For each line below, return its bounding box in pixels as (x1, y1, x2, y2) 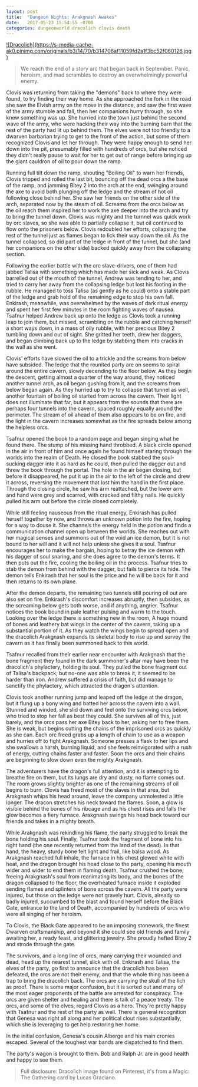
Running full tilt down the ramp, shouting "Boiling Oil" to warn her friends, (6, 169, 184, 177)
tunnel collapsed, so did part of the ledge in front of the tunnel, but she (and (6, 238, 190, 245)
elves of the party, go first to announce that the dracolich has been (6, 964, 169, 972)
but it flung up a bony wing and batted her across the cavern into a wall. (6, 700, 181, 707)
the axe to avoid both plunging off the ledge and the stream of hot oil (6, 188, 173, 195)
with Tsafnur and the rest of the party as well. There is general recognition (6, 1009, 187, 1016)
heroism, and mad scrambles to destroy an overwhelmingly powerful (20, 71, 187, 78)
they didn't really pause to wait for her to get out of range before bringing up (6, 151, 192, 159)
